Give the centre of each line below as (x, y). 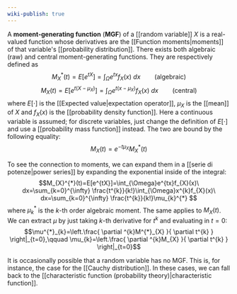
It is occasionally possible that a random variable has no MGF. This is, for (114, 260)
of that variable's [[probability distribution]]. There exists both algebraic (111, 49)
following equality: (34, 137)
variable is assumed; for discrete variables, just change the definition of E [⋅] (118, 122)
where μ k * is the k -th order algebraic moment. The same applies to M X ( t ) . (114, 210)
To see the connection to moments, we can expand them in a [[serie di (110, 164)
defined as (23, 64)
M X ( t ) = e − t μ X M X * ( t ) (119, 149)
